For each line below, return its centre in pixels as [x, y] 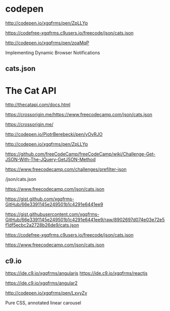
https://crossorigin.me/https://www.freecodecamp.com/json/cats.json [79, 115]
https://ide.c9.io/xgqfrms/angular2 [41, 283]
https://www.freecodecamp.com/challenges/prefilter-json [66, 169]
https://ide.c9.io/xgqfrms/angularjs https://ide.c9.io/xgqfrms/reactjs [76, 273]
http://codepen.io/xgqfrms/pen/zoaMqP [47, 43]
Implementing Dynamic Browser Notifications [53, 53]
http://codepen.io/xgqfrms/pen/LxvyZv [46, 293]
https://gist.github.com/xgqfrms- [40, 199]
